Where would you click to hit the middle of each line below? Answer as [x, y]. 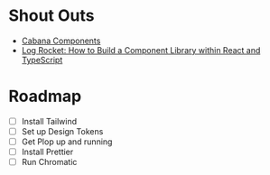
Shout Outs [51, 16]
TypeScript [42, 60]
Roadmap [45, 97]
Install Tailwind [49, 121]
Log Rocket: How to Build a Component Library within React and [141, 50]
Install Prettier [47, 152]
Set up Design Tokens [62, 131]
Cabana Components [61, 41]
